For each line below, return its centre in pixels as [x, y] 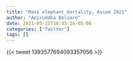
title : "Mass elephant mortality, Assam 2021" [67, 12]
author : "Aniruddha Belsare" [44, 18]
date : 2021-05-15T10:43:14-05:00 [49, 23]
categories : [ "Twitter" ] [38, 29]
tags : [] [17, 35]
